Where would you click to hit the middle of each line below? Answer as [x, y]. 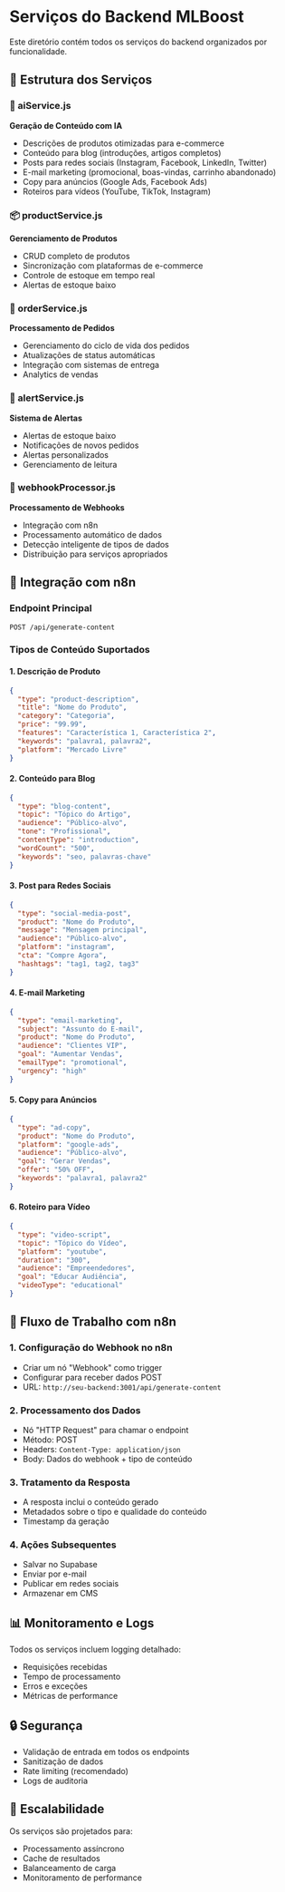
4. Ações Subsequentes [63, 1545]
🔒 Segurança [46, 1726]
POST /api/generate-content [62, 627]
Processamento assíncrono [73, 1848]
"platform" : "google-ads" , [68, 1144]
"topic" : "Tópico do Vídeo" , [72, 1243]
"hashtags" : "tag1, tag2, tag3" [79, 964]
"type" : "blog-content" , [64, 806]
